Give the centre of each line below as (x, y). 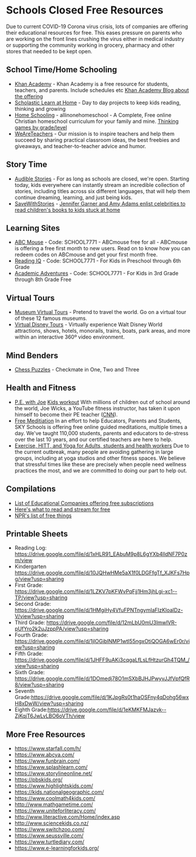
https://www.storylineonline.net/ (53, 773)
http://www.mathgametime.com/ (54, 805)
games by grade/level (41, 127)
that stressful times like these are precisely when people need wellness (100, 464)
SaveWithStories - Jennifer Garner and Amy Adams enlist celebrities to (100, 203)
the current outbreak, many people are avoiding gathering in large (94, 452)
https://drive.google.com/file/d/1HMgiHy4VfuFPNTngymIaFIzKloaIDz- (99, 610)
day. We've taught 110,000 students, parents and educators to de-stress (102, 433)
